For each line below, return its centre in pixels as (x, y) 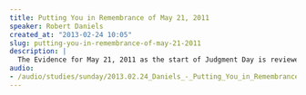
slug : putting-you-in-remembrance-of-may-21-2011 (106, 43)
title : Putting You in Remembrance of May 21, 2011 (109, 18)
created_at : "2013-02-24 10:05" (71, 34)
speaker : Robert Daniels (56, 26)
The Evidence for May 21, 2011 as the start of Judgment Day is (142, 60)
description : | (38, 52)
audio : (22, 69)
